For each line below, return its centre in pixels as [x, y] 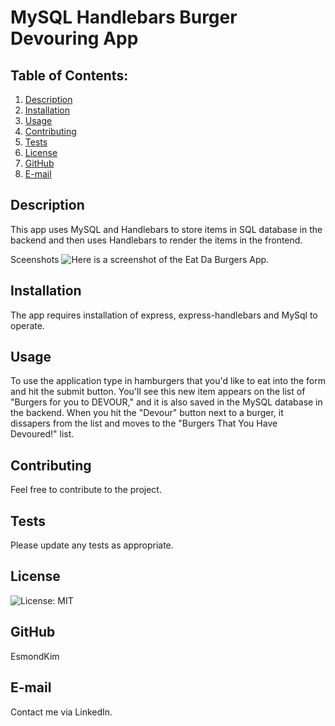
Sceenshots [35, 259]
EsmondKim [35, 656]
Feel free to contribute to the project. [86, 490]
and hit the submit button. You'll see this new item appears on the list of [158, 392]
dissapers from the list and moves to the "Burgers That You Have [144, 423]
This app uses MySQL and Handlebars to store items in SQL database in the [166, 229]
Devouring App [74, 38]
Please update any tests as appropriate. [92, 545]
